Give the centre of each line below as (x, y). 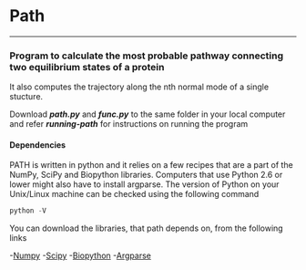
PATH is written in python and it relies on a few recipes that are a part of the (151, 165)
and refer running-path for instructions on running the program (129, 124)
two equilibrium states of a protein (87, 67)
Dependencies (38, 145)
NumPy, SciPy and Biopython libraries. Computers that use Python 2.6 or (146, 175)
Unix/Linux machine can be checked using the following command (134, 194)
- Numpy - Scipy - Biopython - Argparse (81, 255)
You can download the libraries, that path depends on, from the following (147, 228)
